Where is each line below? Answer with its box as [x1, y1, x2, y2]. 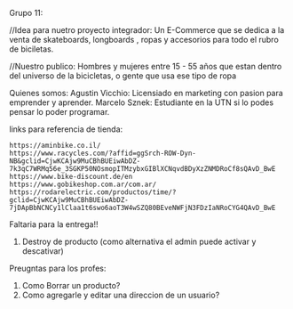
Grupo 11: [9, 8, 44, 18]
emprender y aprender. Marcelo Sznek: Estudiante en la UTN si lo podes [9, 97, 273, 108]
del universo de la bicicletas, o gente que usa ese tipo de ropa [9, 70, 237, 81]
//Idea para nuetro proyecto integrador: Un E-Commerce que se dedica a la [9, 25, 285, 35]
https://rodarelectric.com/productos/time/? [9, 188, 177, 197]
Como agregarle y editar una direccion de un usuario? [21, 289, 220, 300]
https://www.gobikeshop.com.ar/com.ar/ [9, 180, 157, 189]
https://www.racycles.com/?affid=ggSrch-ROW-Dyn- [9, 149, 197, 158]
